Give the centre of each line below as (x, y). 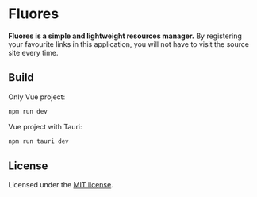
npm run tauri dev (38, 141)
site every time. (33, 52)
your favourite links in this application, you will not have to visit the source (129, 44)
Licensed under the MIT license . (61, 185)
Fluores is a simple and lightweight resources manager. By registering (125, 36)
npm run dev (28, 111)
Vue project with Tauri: (45, 126)
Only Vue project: (37, 97)
